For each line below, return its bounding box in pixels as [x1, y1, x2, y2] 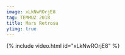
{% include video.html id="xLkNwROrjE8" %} [6, 42, 120, 50]
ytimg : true [6, 25, 37, 32]
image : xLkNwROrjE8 [6, 8, 56, 15]
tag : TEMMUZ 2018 [6, 15, 51, 21]
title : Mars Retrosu [6, 20, 59, 26]
